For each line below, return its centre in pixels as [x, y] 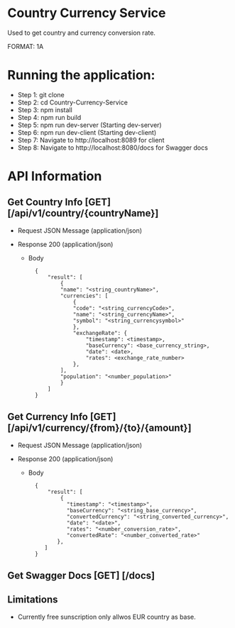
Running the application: [81, 75]
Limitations [33, 600]
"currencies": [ [84, 296]
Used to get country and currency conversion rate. [82, 33]
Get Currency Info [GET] [62, 417]
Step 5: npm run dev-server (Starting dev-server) [89, 125]
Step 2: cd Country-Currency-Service [72, 102]
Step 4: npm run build [49, 117]
